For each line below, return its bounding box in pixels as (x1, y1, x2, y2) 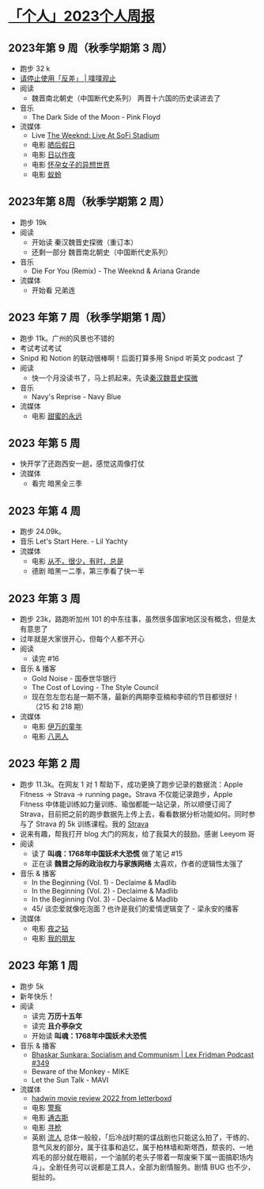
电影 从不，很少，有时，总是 (31, 556, 124, 566)
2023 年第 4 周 (8, 504, 81, 517)
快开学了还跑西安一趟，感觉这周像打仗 (19, 459, 145, 468)
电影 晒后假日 (31, 140, 76, 149)
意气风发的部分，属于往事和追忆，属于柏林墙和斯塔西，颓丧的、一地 (31, 1142, 254, 1152)
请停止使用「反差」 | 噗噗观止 (19, 74, 117, 83)
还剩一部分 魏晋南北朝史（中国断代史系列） (31, 247, 172, 257)
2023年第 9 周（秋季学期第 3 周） (8, 41, 173, 55)
